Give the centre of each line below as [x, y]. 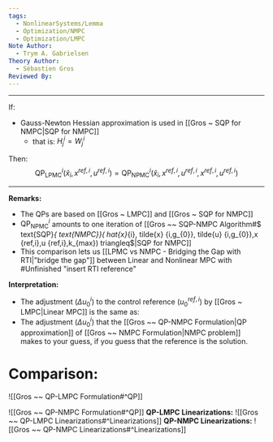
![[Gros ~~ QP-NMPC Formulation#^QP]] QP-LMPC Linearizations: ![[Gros [133, 412]
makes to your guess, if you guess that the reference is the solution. [134, 341]
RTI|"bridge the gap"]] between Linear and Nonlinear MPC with [126, 260]
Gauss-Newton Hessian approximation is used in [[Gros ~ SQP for [130, 122]
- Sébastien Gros [45, 69]
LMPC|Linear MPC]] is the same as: [80, 312]
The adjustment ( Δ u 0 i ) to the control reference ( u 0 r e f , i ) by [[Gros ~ [131, 302]
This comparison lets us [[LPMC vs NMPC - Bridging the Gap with [130, 251]
